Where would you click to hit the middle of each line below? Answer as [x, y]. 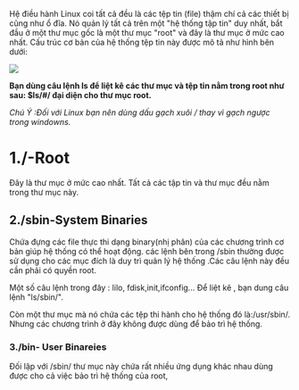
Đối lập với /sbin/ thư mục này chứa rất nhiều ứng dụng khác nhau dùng [141, 367]
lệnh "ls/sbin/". [37, 297]
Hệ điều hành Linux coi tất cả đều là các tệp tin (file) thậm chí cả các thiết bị [149, 14]
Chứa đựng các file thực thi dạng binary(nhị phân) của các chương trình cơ [147, 242]
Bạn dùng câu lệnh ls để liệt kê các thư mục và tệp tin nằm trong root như [147, 86]
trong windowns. [40, 122]
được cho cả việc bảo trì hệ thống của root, [89, 376]
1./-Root [40, 158]
